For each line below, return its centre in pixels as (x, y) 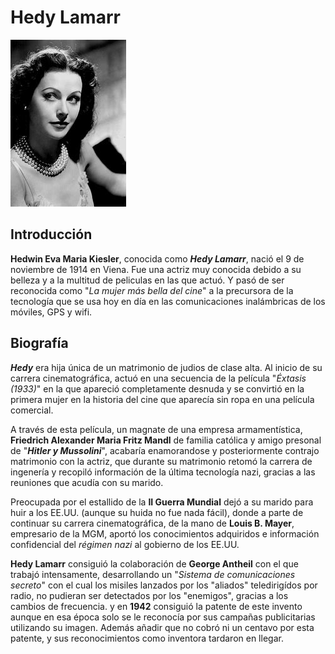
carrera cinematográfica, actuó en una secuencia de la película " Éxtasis (158, 378)
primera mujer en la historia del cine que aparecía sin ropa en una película (162, 399)
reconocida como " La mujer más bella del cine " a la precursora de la (152, 290)
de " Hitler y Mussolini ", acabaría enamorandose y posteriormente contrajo (165, 450)
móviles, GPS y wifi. (51, 312)
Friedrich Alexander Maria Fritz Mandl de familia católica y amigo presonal (166, 440)
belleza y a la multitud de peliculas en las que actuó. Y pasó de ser (147, 280)
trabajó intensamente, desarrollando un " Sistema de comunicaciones (153, 574)
